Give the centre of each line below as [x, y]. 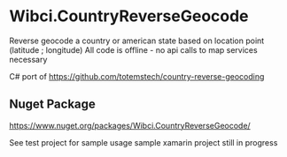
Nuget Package [52, 105]
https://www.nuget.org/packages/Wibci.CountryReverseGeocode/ [130, 125]
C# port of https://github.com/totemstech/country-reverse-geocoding [137, 76]
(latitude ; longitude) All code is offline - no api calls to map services [134, 49]
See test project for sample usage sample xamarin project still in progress [143, 142]
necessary [28, 59]
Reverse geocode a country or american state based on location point [137, 41]
